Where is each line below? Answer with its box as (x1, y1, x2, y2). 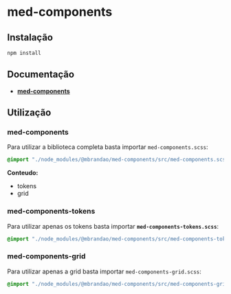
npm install (7, 49, 41, 56)
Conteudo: (7, 169, 38, 177)
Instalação (7, 32, 54, 43)
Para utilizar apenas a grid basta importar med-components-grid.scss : (7, 267, 201, 275)
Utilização (7, 107, 52, 119)
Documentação (7, 69, 74, 80)
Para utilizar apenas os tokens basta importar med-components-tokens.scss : (7, 222, 219, 230)
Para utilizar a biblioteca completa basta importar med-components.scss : (7, 143, 208, 151)
